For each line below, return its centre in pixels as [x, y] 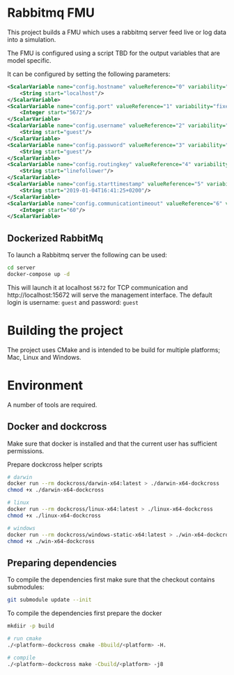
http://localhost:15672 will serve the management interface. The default [110, 295]
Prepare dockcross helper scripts [55, 464]
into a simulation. [32, 39]
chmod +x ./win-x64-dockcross [51, 541]
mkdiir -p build [31, 626]
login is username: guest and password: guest [73, 302]
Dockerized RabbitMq [55, 238]
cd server [22, 268]
